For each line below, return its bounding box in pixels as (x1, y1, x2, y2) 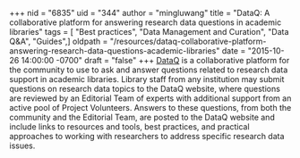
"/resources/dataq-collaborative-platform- (109, 36, 267, 46)
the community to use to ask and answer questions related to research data (9, 64, 288, 75)
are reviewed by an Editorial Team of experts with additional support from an (9, 93, 292, 104)
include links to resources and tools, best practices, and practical (9, 121, 250, 132)
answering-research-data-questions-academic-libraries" (9, 46, 220, 56)
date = (221, 46, 246, 56)
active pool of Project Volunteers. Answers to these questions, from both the (9, 103, 292, 112)
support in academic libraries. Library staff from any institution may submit (9, 74, 285, 84)
